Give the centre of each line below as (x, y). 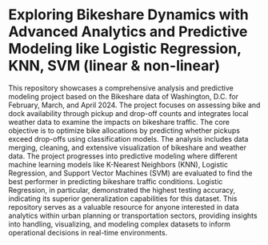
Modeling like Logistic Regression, (125, 49)
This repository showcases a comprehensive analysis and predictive (121, 88)
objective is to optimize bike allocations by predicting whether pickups (124, 131)
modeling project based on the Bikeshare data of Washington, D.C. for (123, 96)
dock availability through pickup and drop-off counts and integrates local (129, 113)
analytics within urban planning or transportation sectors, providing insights (133, 215)
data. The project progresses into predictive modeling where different (123, 156)
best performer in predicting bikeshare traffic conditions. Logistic (116, 181)
